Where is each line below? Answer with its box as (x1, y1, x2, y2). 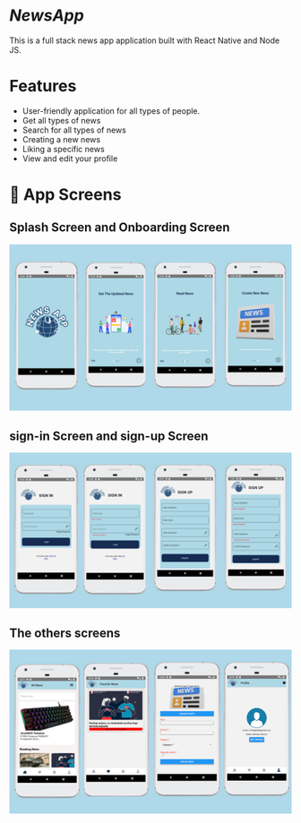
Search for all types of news (21, 124, 127, 135)
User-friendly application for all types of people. (21, 105, 201, 116)
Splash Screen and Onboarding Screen (9, 220, 230, 236)
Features (9, 76, 77, 97)
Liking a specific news (21, 143, 105, 154)
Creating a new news (21, 133, 101, 144)
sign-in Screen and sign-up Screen (9, 428, 209, 443)
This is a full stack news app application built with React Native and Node (9, 35, 280, 46)
